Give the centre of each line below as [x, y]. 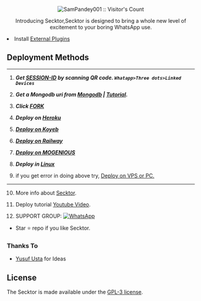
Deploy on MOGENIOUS [45, 152]
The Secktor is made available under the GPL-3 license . [75, 292]
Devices [25, 83]
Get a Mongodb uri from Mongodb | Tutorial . [72, 94]
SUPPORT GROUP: [38, 216]
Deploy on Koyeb [37, 129]
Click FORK [30, 106]
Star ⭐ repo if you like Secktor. [53, 228]
